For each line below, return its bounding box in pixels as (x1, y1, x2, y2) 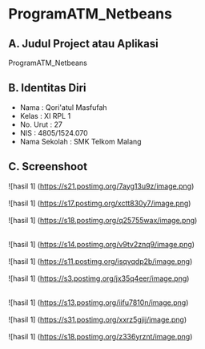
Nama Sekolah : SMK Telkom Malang (19, 136, 142, 146)
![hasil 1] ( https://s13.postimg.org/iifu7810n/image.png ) (8, 298, 189, 307)
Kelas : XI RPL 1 (19, 111, 71, 120)
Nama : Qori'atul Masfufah (19, 102, 107, 112)
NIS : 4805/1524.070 (19, 128, 88, 137)
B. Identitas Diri (8, 81, 86, 95)
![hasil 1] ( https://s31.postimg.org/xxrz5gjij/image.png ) (8, 315, 187, 324)
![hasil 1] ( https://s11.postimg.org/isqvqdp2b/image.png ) (8, 256, 193, 266)
